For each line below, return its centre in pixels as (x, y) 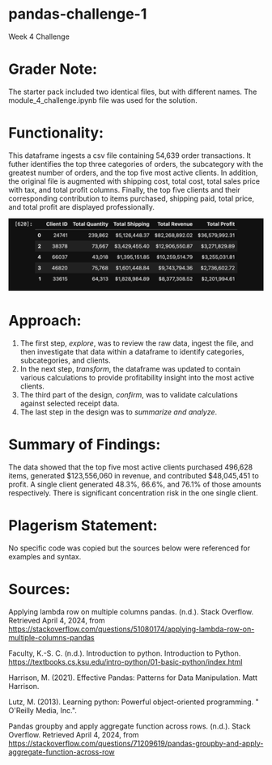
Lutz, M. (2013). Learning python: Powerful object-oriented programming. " (134, 702)
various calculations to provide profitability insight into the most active (137, 377)
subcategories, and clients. (65, 360)
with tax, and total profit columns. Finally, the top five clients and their (124, 189)
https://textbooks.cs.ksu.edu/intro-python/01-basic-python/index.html (125, 661)
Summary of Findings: (85, 445)
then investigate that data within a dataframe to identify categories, (132, 351)
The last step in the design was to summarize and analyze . (119, 412)
